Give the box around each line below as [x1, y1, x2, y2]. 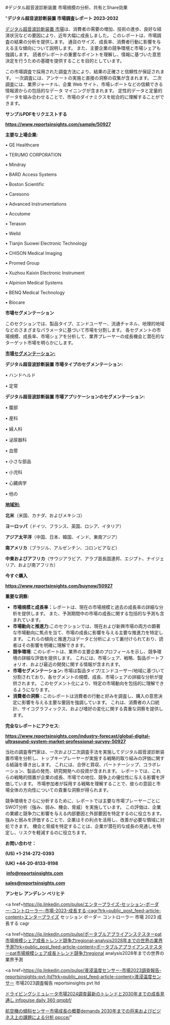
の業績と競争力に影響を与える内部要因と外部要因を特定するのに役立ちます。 [5, 811, 164, 816]
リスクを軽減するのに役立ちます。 [18, 829, 90, 836]
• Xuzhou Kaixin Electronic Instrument [5, 270, 85, 276]
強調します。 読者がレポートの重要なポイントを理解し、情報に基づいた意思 [5, 51, 161, 57]
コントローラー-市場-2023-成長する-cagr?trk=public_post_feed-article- [12, 908, 161, 913]
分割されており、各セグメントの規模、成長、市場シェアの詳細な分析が [12, 674, 159, 680]
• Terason [5, 220, 26, 227]
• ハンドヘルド [5, 372, 36, 378]
